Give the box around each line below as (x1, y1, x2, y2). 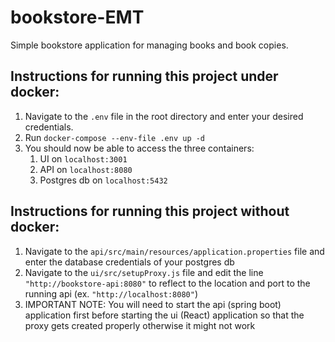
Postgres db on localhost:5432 (39, 174, 168, 186)
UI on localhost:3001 (39, 152, 128, 165)
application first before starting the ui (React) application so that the (24, 309, 305, 321)
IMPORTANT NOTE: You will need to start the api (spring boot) (24, 298, 282, 310)
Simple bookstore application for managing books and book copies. (10, 39, 289, 51)
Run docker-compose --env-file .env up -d (24, 131, 206, 143)
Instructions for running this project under (10, 68, 279, 85)
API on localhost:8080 (39, 163, 133, 175)
